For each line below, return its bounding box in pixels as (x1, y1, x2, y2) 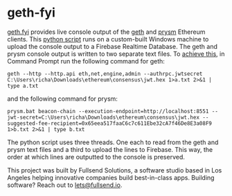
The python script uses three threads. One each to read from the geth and (7, 138, 219, 146)
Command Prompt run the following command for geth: (7, 57, 165, 65)
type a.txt (7, 82, 39, 89)
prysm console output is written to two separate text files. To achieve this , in (7, 50, 225, 58)
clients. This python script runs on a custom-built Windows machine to (7, 35, 209, 43)
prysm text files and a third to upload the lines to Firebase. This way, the (7, 145, 213, 153)
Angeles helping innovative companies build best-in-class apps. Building (7, 173, 215, 182)
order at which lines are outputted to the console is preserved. (7, 153, 185, 161)
